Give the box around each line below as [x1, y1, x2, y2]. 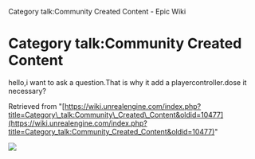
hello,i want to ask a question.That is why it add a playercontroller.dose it [8, 77, 247, 87]
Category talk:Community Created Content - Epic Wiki [8, 7, 186, 16]
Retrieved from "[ [8, 101, 65, 111]
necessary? [8, 86, 46, 95]
